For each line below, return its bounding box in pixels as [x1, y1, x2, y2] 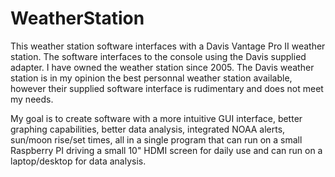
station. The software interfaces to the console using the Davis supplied [10, 50, 307, 62]
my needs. [10, 93, 54, 105]
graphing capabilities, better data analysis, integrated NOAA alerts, [10, 123, 286, 135]
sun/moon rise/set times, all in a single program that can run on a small [10, 133, 303, 146]
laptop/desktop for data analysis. [10, 155, 147, 167]
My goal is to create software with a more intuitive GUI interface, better [10, 112, 303, 124]
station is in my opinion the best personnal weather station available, [10, 72, 293, 84]
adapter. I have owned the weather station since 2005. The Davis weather [10, 61, 315, 73]
